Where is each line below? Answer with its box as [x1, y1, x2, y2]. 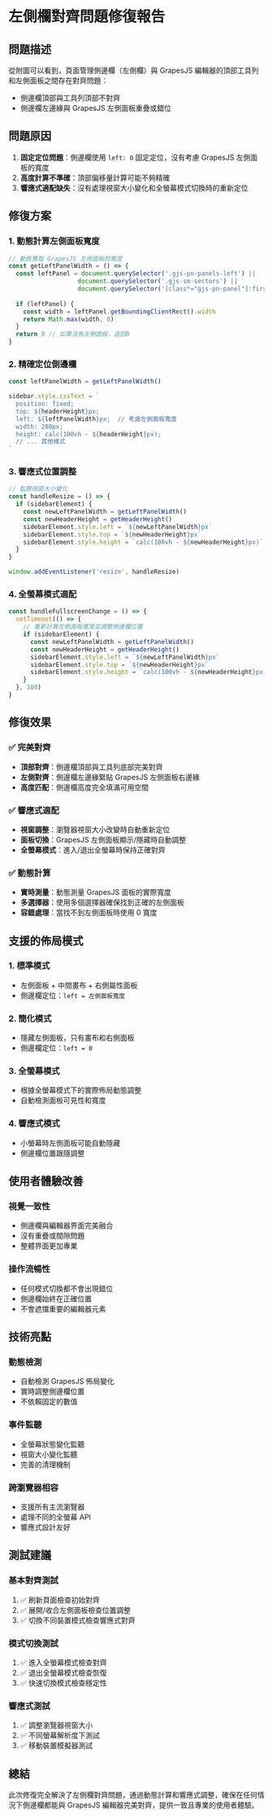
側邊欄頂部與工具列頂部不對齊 [19, 93, 120, 103]
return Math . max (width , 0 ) [23, 315, 115, 323]
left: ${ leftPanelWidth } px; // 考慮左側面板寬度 [15, 414, 177, 423]
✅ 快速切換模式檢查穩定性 [19, 1678, 107, 1688]
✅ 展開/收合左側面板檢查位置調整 [19, 1605, 132, 1614]
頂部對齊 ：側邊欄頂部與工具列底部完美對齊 [19, 762, 163, 772]
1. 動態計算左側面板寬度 [8, 235, 100, 247]
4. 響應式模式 [8, 1118, 61, 1129]
